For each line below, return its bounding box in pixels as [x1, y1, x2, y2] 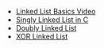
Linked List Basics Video [15, 7, 96, 16]
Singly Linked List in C [15, 15, 89, 24]
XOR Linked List [15, 31, 68, 41]
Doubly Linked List [15, 24, 77, 32]
